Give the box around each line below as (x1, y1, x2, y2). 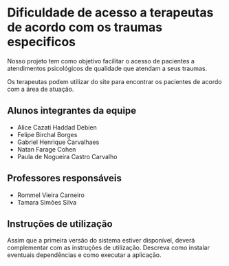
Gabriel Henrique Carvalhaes (17, 138, 100, 146)
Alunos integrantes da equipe (7, 105, 137, 116)
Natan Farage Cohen (17, 145, 76, 153)
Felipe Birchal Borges (17, 130, 78, 139)
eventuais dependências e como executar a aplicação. (7, 251, 162, 259)
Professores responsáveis (7, 172, 122, 184)
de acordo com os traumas (7, 19, 163, 35)
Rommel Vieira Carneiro (17, 191, 85, 199)
